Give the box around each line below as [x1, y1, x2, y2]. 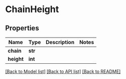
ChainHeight [5, 4, 59, 15]
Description [45, 39, 75, 46]
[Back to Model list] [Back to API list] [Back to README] [5, 68, 121, 74]
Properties [5, 24, 39, 32]
